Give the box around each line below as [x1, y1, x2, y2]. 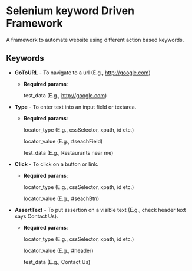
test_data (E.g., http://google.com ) [23, 92, 107, 99]
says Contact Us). [14, 213, 58, 220]
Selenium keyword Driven [6, 4, 134, 18]
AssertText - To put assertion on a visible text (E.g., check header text [14, 206, 186, 213]
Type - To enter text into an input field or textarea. [14, 103, 137, 110]
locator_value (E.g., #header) [23, 247, 94, 254]
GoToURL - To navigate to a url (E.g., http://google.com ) [14, 69, 151, 76]
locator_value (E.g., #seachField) [23, 138, 103, 145]
